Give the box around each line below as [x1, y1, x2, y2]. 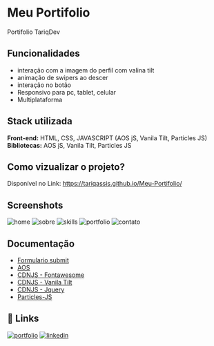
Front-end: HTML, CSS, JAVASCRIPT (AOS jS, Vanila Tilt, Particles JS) [7, 133, 208, 142]
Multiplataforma [17, 95, 63, 104]
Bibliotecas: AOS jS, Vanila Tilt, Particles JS [7, 141, 132, 149]
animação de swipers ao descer [17, 73, 108, 81]
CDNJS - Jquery [17, 285, 65, 294]
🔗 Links [7, 313, 39, 325]
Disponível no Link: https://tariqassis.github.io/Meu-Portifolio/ [7, 180, 182, 188]
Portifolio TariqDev [7, 28, 61, 36]
